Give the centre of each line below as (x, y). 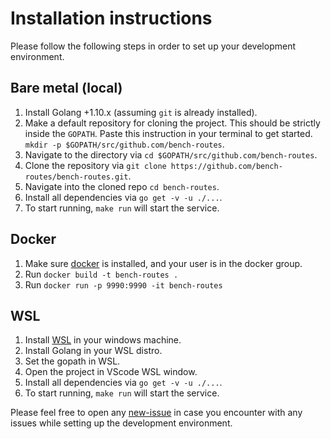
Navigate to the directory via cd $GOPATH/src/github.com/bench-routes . (171, 154)
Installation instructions (111, 18)
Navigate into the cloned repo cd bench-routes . (122, 186)
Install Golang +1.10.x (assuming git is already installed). (141, 112)
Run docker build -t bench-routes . (101, 274)
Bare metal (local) (66, 88)
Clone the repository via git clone (95, 165)
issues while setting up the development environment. (121, 423)
